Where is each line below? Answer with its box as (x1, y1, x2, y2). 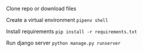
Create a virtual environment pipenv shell (6, 17, 108, 23)
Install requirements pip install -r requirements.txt (6, 28, 137, 35)
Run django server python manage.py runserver (6, 40, 121, 46)
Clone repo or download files (6, 5, 77, 12)
